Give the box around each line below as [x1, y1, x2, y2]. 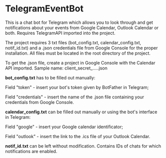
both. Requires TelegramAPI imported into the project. [5, 30, 116, 36]
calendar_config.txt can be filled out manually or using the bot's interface [5, 109, 158, 115]
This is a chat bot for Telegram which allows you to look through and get [5, 19, 153, 25]
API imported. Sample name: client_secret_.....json [5, 65, 108, 71]
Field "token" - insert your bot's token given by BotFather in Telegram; [5, 84, 149, 90]
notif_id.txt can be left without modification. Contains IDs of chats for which [5, 143, 162, 149]
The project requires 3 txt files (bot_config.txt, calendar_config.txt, [5, 39, 142, 45]
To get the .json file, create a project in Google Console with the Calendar [5, 60, 156, 66]
